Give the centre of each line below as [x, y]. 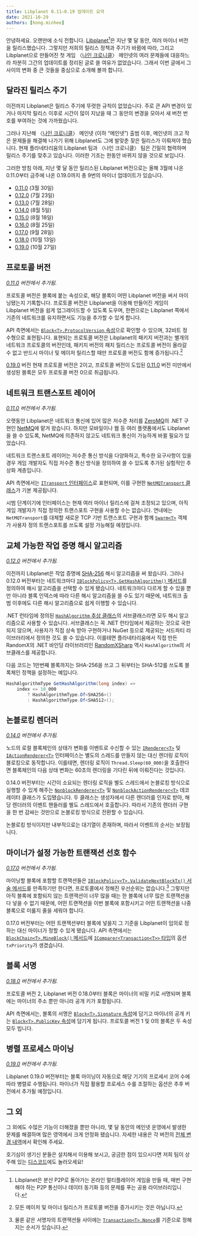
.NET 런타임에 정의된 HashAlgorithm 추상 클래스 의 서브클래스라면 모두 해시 [92, 615]
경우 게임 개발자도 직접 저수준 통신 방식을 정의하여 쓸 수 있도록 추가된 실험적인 [96, 463]
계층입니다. [30, 470]
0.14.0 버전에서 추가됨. [32, 735]
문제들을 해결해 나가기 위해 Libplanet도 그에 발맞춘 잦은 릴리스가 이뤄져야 [96, 140]
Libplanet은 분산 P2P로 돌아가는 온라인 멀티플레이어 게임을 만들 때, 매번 [98, 1180]
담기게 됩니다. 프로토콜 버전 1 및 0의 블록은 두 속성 [134, 1021]
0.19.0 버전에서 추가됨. [32, 1064]
